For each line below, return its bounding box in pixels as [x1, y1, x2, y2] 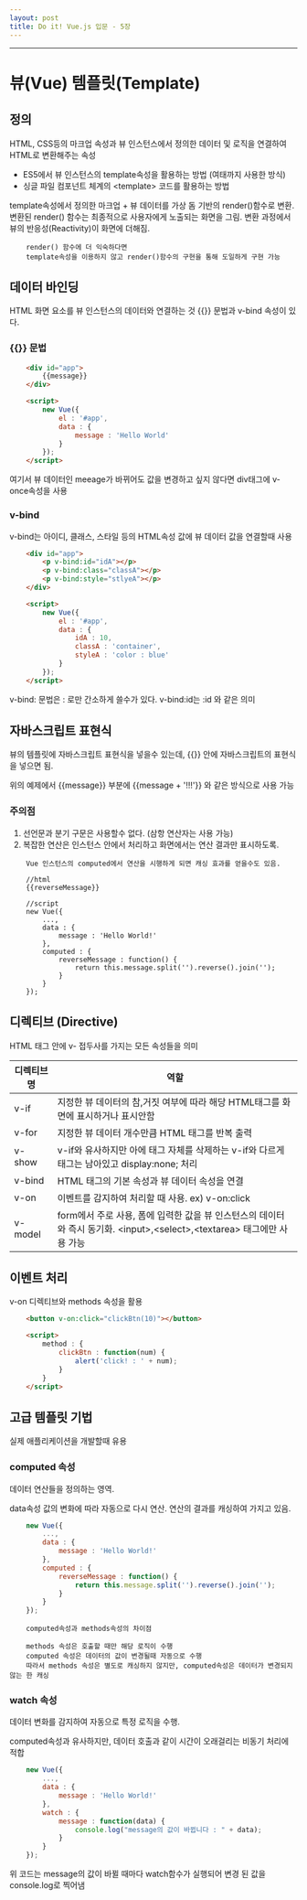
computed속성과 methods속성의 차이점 [26, 1625, 153, 1634]
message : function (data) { [58, 1817, 166, 1826]
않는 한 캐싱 [9, 1671, 50, 1680]
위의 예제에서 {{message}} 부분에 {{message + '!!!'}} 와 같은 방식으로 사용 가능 [9, 779, 295, 791]
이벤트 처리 [9, 1270, 69, 1285]
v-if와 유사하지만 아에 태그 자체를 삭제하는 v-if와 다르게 [57, 1143, 285, 1156]
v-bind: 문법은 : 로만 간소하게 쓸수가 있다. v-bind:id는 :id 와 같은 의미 [9, 693, 256, 704]
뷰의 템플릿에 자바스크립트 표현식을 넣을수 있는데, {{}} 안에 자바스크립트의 [9, 749, 272, 760]
